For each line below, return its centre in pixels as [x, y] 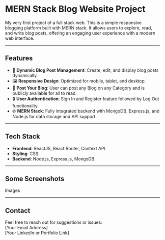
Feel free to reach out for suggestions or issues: [54, 222]
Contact [18, 210]
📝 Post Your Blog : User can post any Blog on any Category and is [78, 88]
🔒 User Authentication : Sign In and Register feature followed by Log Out [86, 99]
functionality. [25, 106]
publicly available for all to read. [44, 93]
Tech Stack [23, 137]
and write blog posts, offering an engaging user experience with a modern [80, 33]
